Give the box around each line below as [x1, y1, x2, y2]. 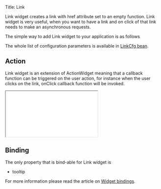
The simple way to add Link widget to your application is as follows [5, 34, 140, 39]
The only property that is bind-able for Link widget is [5, 159, 112, 165]
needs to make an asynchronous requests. [5, 24, 91, 30]
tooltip [12, 168, 25, 174]
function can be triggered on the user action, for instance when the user [5, 75, 151, 81]
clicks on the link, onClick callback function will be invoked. [5, 80, 125, 86]
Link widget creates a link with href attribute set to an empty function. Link [5, 14, 155, 19]
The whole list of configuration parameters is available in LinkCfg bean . [5, 43, 149, 48]
